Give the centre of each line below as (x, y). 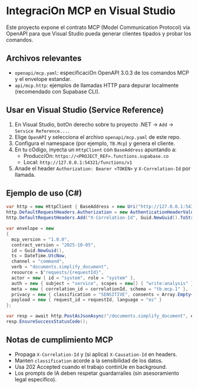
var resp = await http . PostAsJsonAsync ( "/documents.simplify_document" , (97, 316)
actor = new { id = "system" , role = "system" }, (73, 278)
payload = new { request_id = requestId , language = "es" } (87, 300)
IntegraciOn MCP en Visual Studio (91, 11)
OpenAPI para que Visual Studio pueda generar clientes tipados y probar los (99, 33)
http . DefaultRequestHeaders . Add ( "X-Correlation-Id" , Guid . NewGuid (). (93, 218)
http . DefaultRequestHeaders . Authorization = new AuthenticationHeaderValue (101, 212)
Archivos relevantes (44, 58)
